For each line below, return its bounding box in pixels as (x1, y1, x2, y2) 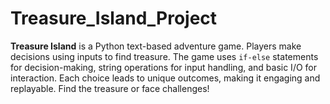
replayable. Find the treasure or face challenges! (10, 82, 210, 94)
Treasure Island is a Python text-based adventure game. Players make (10, 40, 302, 52)
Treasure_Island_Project (10, 7, 218, 30)
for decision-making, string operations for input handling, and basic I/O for (10, 61, 318, 73)
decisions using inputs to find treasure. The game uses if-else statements (10, 50, 319, 62)
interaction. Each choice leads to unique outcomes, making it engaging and (10, 72, 321, 84)
